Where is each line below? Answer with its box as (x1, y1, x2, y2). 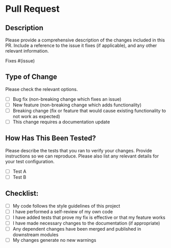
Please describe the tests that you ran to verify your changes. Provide (5, 147, 152, 153)
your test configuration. (5, 158, 55, 164)
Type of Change (5, 73, 57, 81)
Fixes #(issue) (5, 58, 35, 64)
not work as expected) (12, 114, 60, 119)
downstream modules (12, 232, 59, 238)
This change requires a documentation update (12, 119, 110, 125)
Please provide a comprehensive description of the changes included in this (5, 37, 165, 43)
